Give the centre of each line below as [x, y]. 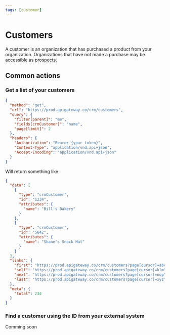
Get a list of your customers [40, 90]
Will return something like [32, 171]
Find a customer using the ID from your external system [75, 316]
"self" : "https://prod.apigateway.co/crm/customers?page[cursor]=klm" [90, 270]
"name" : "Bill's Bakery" [50, 209]
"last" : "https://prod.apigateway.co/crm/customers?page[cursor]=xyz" [90, 279]
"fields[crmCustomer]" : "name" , [48, 124]
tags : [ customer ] [24, 10]
